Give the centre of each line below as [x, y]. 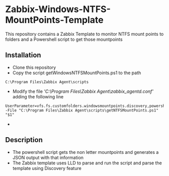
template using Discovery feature [47, 168]
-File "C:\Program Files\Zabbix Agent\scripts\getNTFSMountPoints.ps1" [82, 110]
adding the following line [38, 96]
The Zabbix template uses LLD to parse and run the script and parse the [87, 163]
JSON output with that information [48, 157]
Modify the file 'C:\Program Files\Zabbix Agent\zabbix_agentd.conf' [83, 91]
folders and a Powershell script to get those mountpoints [64, 39]
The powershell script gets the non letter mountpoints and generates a [86, 152]
